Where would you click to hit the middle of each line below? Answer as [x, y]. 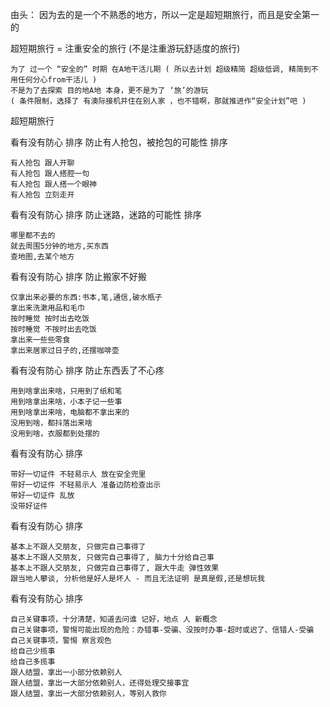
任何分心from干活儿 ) [57, 80]
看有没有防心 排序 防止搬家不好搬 [78, 276]
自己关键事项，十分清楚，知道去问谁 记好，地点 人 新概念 [114, 619]
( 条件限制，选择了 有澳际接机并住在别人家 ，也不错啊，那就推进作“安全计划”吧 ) [158, 101]
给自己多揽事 [33, 662]
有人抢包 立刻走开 [42, 195]
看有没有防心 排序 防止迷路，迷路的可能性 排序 [106, 214]
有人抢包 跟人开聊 [42, 163]
